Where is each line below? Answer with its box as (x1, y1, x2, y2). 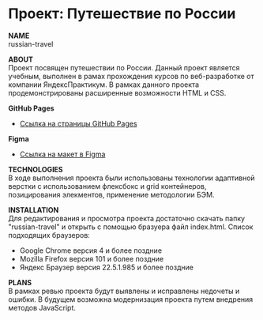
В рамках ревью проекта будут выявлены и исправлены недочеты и (8, 286, 240, 296)
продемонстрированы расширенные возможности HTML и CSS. (8, 88, 227, 97)
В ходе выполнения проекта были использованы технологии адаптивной (8, 173, 255, 183)
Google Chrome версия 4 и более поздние (19, 246, 163, 255)
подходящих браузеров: (8, 230, 91, 239)
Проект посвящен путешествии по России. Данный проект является (8, 62, 240, 72)
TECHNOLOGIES (8, 164, 63, 174)
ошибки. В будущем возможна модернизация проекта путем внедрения (8, 294, 254, 304)
